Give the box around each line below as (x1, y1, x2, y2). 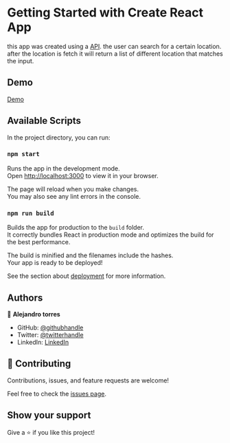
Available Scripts (7, 115, 81, 127)
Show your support (7, 409, 91, 421)
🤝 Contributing (7, 358, 71, 369)
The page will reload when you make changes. (7, 184, 139, 193)
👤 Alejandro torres (7, 310, 60, 318)
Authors (7, 292, 43, 303)
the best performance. (7, 238, 71, 246)
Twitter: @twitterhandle (16, 330, 84, 338)
